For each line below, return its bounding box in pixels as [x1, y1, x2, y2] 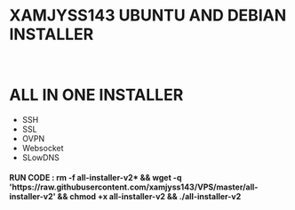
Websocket [21, 142, 64, 153]
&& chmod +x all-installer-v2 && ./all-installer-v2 [57, 191, 242, 202]
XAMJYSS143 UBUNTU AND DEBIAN [9, 5, 287, 26]
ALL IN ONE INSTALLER [9, 85, 184, 105]
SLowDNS [21, 152, 60, 163]
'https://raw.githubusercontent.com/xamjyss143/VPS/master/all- [9, 182, 259, 192]
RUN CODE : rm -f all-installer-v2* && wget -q [9, 173, 182, 183]
